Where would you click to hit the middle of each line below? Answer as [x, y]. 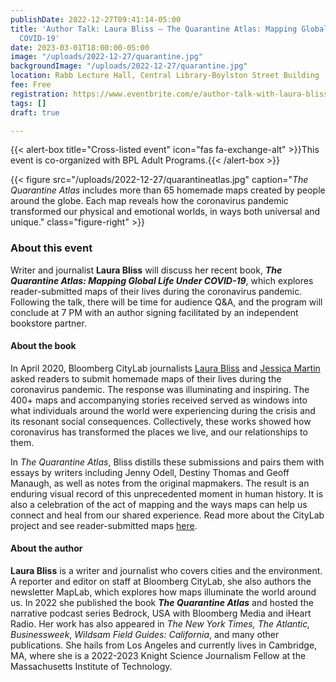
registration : [40, 94]
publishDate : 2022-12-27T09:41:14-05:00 [96, 19]
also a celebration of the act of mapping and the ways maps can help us [159, 504]
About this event [51, 248]
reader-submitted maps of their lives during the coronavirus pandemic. [156, 291]
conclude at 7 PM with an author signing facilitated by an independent [154, 312]
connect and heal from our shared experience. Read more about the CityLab [167, 515]
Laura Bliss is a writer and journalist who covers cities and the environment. [166, 571]
